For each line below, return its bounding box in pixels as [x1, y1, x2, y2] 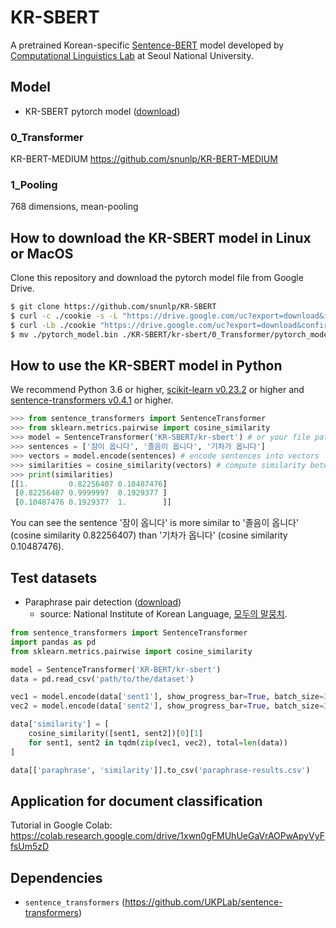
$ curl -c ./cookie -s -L [10, 311, 118, 321]
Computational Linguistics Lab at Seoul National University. [10, 49, 254, 61]
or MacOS [10, 245, 74, 262]
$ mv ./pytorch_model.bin [10, 329, 118, 340]
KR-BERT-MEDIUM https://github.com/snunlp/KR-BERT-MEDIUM [10, 153, 278, 165]
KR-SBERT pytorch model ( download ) [24, 105, 181, 117]
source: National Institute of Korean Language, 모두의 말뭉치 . [39, 608, 288, 620]
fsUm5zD [10, 841, 50, 853]
